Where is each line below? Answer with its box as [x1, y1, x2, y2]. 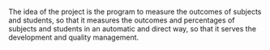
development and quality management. [8, 32, 139, 42]
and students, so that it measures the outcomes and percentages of [8, 15, 235, 25]
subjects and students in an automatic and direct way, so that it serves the [8, 24, 257, 33]
